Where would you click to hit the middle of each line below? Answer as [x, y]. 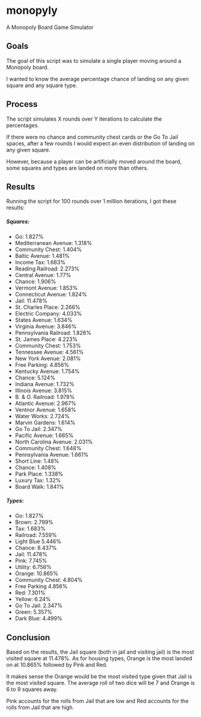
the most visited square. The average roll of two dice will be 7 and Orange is [100, 683]
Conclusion [28, 637]
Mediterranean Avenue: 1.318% [53, 243]
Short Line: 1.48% [37, 461]
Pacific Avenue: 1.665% [44, 436]
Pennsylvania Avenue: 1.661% [52, 455]
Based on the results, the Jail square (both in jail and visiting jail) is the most [100, 652]
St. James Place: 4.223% [46, 339]
